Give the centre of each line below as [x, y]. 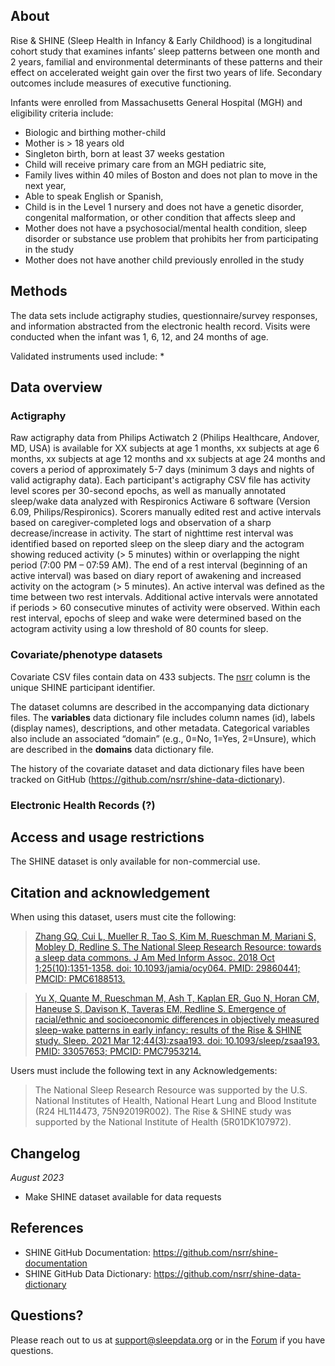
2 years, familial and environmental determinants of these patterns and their [166, 61]
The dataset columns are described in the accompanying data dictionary [160, 706]
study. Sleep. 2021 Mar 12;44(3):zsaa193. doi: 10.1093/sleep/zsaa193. [177, 1041]
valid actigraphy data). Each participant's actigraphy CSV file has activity [160, 480]
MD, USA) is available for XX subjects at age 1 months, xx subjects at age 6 [165, 448]
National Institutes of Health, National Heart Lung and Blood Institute [175, 1101]
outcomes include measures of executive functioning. [121, 83]
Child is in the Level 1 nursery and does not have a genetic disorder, [164, 206]
